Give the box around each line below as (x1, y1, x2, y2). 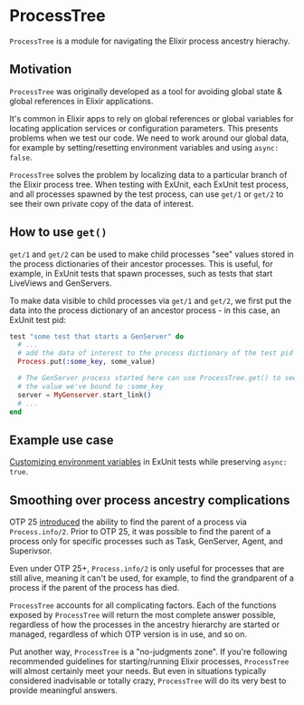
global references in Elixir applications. (9, 95, 154, 106)
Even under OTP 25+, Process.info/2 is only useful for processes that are (9, 563, 285, 574)
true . (9, 466, 29, 477)
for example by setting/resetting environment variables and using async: (9, 142, 279, 152)
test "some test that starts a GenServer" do (9, 332, 184, 341)
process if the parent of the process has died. (9, 583, 180, 593)
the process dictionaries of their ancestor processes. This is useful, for (9, 258, 273, 269)
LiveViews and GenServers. (9, 278, 112, 289)
